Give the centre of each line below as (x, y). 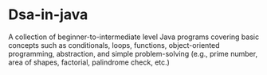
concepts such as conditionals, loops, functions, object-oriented (114, 45)
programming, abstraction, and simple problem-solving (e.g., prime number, (133, 53)
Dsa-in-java (48, 15)
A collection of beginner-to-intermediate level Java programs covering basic (134, 37)
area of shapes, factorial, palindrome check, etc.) (89, 62)
